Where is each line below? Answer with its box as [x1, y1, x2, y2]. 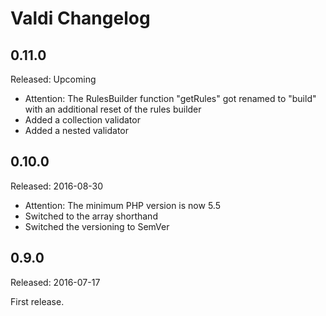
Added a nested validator [24, 125, 129, 136]
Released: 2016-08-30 [10, 180, 104, 192]
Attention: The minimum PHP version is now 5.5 [24, 199, 221, 211]
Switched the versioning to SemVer [24, 220, 170, 232]
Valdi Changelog [10, 7, 151, 30]
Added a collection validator [24, 114, 141, 126]
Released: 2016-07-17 [10, 276, 101, 288]
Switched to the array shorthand [24, 210, 158, 222]
